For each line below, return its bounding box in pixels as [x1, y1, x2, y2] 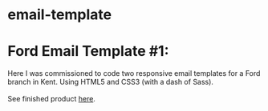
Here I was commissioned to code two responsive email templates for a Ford [7, 69, 261, 78]
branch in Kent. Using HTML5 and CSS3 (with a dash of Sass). [7, 77, 214, 87]
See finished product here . [7, 94, 95, 104]
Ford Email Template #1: [7, 42, 169, 61]
